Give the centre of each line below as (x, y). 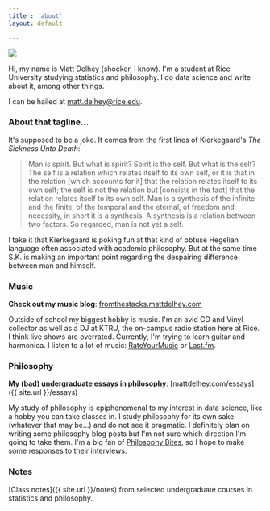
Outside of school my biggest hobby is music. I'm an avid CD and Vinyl (126, 320)
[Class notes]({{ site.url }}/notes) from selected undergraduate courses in (131, 489)
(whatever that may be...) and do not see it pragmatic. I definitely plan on (129, 425)
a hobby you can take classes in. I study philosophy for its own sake (121, 417)
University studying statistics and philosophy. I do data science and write (130, 77)
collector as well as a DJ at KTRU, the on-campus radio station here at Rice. (134, 329)
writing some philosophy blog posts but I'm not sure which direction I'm (127, 434)
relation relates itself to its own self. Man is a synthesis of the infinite (141, 198)
